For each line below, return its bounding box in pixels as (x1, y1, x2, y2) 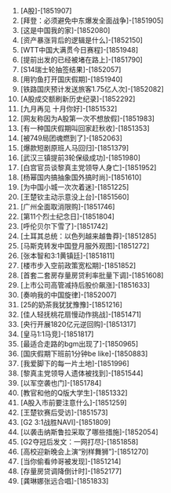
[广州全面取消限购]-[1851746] (20, 202, 115, 211)
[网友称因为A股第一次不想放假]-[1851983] (20, 114, 155, 123)
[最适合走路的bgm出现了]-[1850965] (20, 339, 139, 348)
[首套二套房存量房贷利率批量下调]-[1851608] (20, 270, 164, 280)
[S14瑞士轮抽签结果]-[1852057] (20, 65, 122, 74)
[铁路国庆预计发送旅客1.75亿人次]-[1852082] (20, 85, 164, 93)
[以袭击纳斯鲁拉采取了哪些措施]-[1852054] (20, 427, 159, 437)
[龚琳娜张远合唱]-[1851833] (20, 477, 109, 485)
